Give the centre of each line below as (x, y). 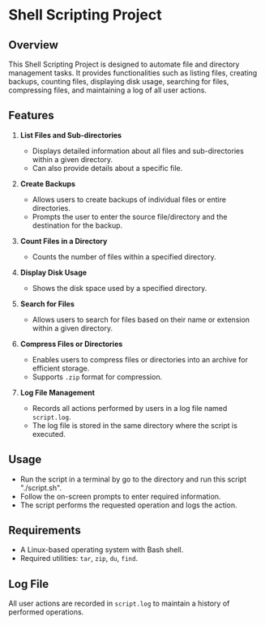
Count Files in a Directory (64, 241)
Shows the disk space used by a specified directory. (120, 288)
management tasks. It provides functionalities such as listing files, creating (133, 73)
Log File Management (58, 392)
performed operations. (46, 612)
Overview (34, 45)
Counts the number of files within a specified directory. (124, 256)
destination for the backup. (77, 225)
